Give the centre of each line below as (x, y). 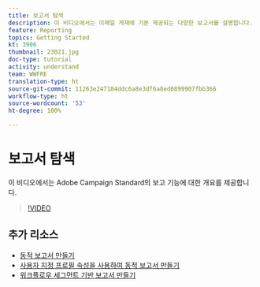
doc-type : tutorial (40, 60)
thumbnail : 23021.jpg (44, 52)
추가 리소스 (33, 235)
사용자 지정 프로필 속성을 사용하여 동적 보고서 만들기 (99, 265)
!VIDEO (39, 208)
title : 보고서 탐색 (36, 15)
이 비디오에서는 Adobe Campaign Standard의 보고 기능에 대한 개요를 (115, 182)
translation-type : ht (44, 81)
